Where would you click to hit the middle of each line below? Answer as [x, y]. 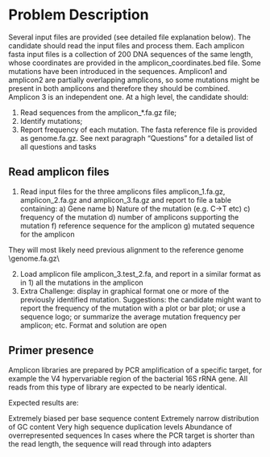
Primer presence [51, 350]
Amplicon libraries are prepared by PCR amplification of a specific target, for [135, 370]
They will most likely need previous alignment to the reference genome [126, 249]
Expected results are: [44, 402]
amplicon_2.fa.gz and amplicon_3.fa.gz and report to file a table [126, 200]
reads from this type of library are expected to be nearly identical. [118, 387]
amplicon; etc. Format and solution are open [93, 325]
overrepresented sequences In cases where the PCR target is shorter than [132, 435]
